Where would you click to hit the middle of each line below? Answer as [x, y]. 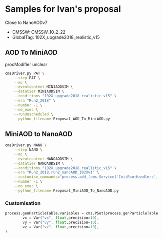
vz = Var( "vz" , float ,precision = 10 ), [61, 227]
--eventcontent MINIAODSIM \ [43, 87]
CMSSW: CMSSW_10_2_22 [39, 32]
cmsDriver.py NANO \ [26, 145]
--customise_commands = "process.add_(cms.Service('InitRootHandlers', [86, 177]
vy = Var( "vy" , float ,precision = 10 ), [61, 222]
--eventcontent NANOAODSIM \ [43, 159]
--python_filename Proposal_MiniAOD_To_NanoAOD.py [66, 191]
